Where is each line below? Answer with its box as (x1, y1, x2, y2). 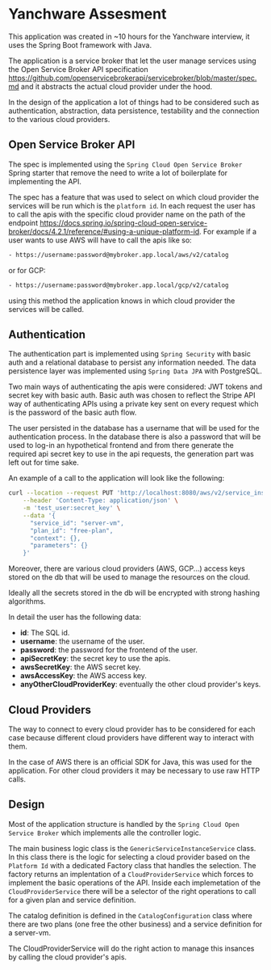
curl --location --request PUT (8, 489, 114, 497)
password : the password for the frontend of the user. (19, 645, 198, 655)
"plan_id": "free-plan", (29, 526, 114, 534)
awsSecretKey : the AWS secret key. (19, 662, 141, 672)
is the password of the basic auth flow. (8, 407, 137, 417)
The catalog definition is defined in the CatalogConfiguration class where (8, 910, 252, 920)
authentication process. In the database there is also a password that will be (8, 432, 261, 441)
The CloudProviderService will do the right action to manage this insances (8, 943, 255, 953)
